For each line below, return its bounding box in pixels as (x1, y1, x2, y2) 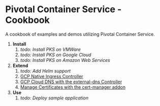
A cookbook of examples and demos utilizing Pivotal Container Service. (5, 31, 155, 37)
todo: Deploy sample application (20, 95, 89, 101)
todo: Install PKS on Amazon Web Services (20, 57, 110, 63)
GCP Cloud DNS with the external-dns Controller (20, 79, 122, 85)
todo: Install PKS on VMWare (20, 46, 81, 52)
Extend (12, 62, 28, 68)
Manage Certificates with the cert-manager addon (20, 84, 126, 90)
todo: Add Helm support (20, 67, 71, 74)
